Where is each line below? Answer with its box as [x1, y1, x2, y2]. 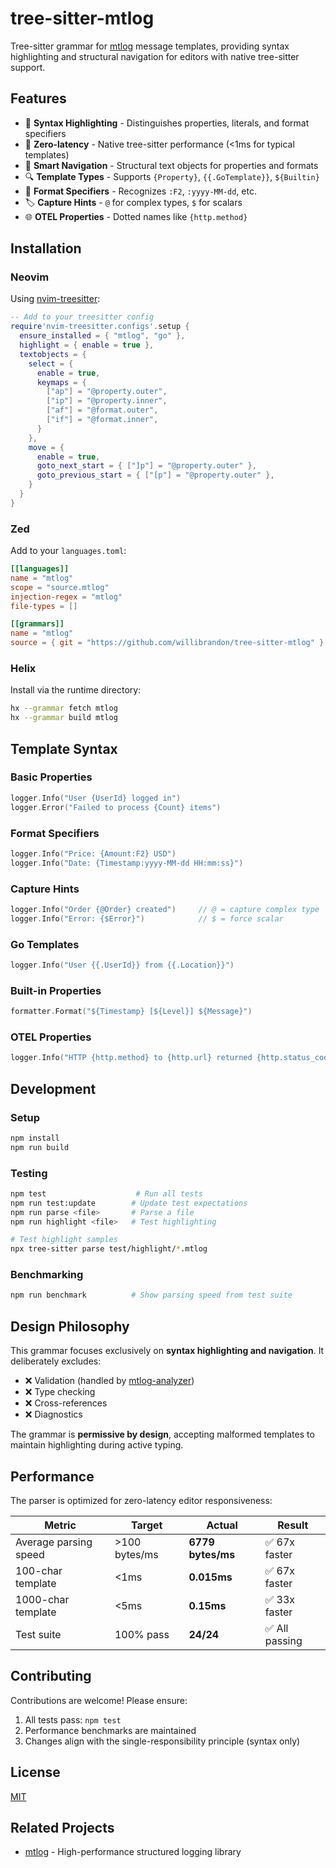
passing [264, 1633, 303, 1647]
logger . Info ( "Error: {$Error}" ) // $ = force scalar [10, 913, 284, 924]
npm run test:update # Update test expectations [10, 1198, 248, 1208]
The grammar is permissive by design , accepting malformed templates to [10, 1428, 315, 1441]
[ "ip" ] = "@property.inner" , [46, 396, 168, 406]
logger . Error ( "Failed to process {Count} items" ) [10, 802, 222, 812]
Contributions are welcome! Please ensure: [10, 1694, 188, 1706]
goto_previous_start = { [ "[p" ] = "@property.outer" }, [36, 470, 275, 481]
